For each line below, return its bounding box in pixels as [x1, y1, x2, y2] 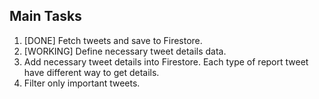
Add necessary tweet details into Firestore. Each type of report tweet [23, 55, 309, 68]
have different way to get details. [23, 66, 160, 78]
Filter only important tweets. [23, 77, 141, 89]
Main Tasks [9, 8, 82, 25]
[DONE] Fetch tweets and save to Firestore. [23, 34, 203, 46]
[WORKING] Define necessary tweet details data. [23, 45, 227, 57]
